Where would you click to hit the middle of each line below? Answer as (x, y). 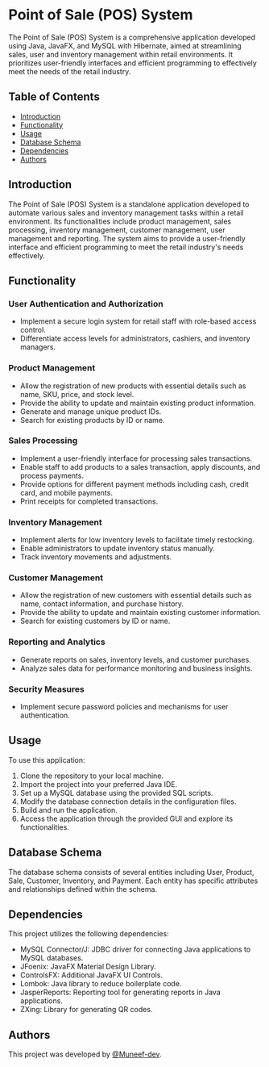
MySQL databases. (52, 958)
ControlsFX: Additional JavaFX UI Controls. (91, 975)
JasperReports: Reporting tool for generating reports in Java (120, 992)
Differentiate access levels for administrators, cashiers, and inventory (135, 339)
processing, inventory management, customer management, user (117, 230)
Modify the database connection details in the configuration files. (128, 801)
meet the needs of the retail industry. (70, 71)
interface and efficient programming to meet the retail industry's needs (126, 247)
